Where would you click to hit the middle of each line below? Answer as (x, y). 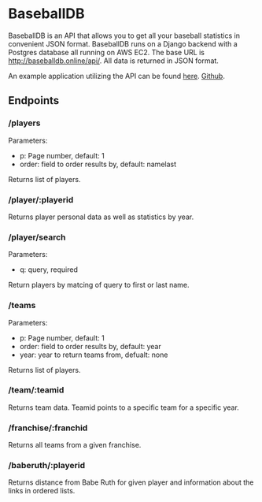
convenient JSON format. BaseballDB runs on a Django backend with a (123, 43)
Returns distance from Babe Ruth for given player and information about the (131, 482)
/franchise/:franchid (48, 428)
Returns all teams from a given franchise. (75, 445)
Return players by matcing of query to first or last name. (99, 285)
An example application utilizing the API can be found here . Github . (117, 76)
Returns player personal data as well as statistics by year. (101, 217)
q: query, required (49, 270)
